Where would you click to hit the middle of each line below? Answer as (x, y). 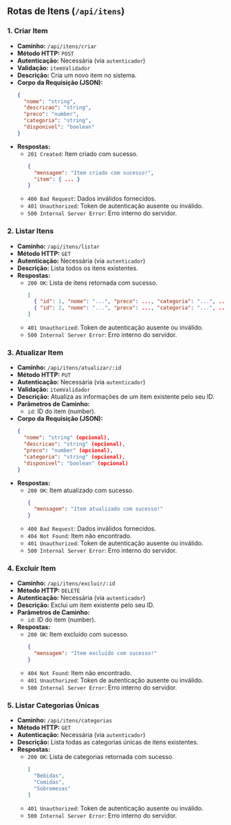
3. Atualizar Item (35, 353)
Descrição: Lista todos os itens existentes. (78, 268)
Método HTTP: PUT (44, 375)
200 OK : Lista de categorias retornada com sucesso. (100, 757)
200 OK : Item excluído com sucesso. (78, 635)
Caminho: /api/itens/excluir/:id (66, 583)
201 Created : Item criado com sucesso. (83, 153)
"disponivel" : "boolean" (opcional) (76, 463)
